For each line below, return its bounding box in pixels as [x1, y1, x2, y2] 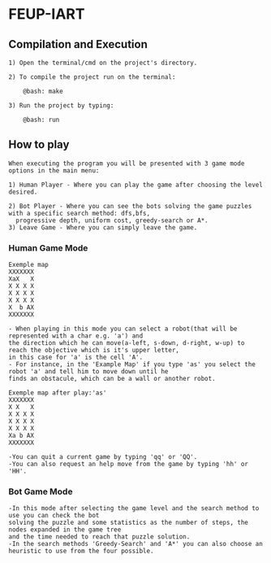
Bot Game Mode [8, 486, 73, 497]
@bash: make [23, 87, 63, 95]
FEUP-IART [8, 5, 85, 24]
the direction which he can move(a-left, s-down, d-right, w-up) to [8, 339, 245, 347]
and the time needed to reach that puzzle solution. [8, 533, 191, 541]
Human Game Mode [8, 242, 88, 253]
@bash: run [23, 116, 60, 124]
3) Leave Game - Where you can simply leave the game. [8, 223, 198, 232]
